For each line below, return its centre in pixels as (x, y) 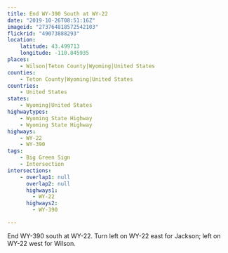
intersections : (29, 170)
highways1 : (42, 190)
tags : (15, 151)
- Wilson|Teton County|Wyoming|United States (88, 66)
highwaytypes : (28, 112)
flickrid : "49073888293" (43, 33)
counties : (22, 72)
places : (19, 60)
